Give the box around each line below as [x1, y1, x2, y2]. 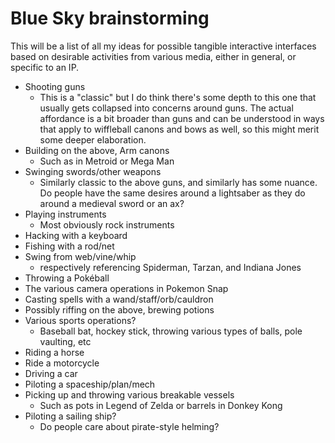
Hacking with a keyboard [24, 229, 128, 241]
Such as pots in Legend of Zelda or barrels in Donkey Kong [39, 399, 283, 411]
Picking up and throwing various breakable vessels [24, 388, 235, 401]
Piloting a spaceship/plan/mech [24, 378, 156, 390]
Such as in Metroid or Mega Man [39, 155, 175, 167]
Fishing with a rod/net [24, 240, 115, 252]
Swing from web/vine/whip [24, 250, 137, 262]
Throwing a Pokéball [24, 272, 110, 284]
